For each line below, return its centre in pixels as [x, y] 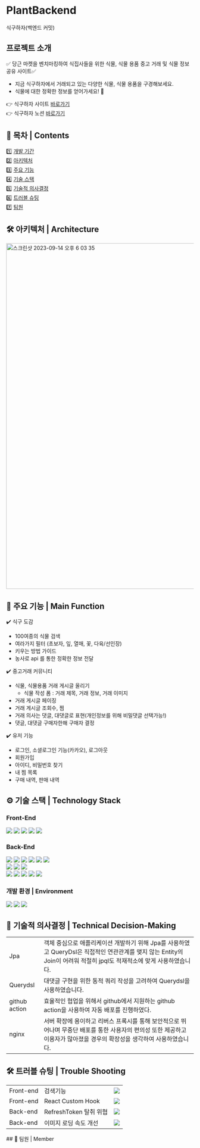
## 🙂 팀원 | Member [30, 1139]
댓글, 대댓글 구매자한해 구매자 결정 [54, 723]
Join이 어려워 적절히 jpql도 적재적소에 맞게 [100, 961]
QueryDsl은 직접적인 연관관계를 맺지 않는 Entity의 [117, 952]
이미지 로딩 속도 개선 [71, 1123]
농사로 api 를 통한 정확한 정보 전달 [54, 659]
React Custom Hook [72, 1101]
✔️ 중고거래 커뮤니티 [29, 671]
